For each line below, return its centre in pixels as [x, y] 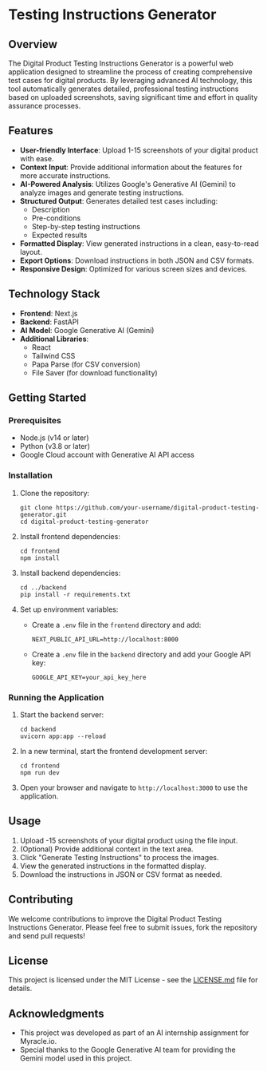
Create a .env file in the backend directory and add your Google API [141, 654]
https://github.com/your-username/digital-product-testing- [157, 508]
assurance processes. [45, 106]
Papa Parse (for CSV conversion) [86, 364]
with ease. [37, 158]
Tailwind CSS [53, 355]
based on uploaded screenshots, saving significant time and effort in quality [133, 97]
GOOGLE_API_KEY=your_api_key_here [89, 677]
